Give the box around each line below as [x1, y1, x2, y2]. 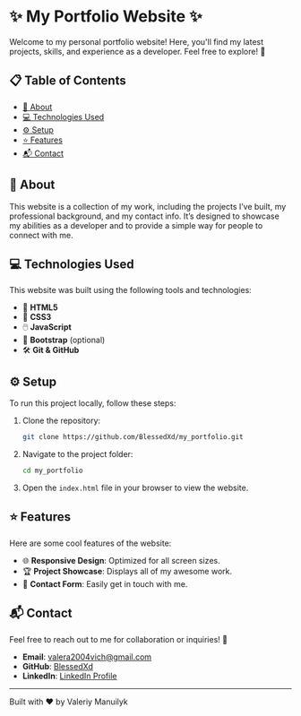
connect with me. [9, 229, 73, 240]
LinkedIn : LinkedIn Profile [21, 670, 117, 681]
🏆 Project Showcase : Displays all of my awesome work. [21, 565, 233, 576]
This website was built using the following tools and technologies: [9, 285, 253, 296]
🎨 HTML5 [21, 302, 58, 313]
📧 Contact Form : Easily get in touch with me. [21, 578, 188, 589]
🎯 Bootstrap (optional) [21, 334, 106, 346]
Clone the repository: [21, 415, 101, 427]
